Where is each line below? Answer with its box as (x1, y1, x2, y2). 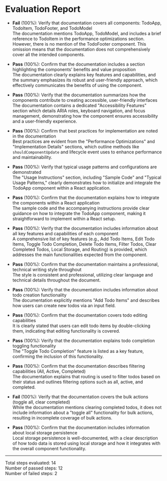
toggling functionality (12, 343, 56, 348)
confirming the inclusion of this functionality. (12, 353, 104, 359)
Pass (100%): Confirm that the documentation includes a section (12, 61, 145, 67)
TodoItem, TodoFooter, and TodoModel (12, 25, 92, 31)
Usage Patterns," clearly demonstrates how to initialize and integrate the (12, 180, 161, 186)
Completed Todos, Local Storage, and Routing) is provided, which (12, 246, 148, 252)
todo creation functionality (12, 292, 67, 298)
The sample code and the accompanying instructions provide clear (12, 205, 150, 211)
